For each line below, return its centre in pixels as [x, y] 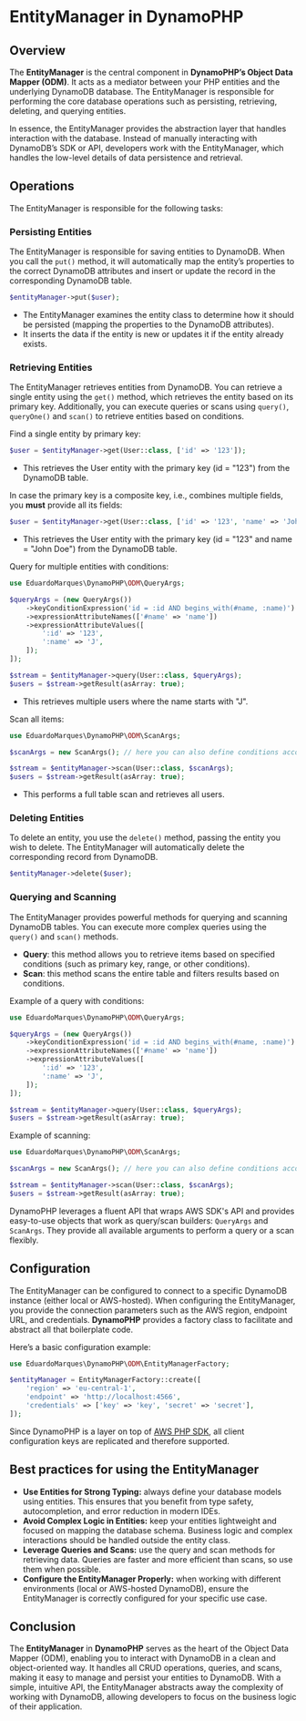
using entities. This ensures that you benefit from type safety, [138, 1501]
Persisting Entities [51, 231]
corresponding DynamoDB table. [71, 281]
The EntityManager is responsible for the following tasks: [116, 208]
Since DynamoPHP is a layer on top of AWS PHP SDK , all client [127, 1431]
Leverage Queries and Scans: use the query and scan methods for [149, 1550]
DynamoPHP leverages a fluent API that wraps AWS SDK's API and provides [152, 1211]
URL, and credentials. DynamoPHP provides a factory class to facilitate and [151, 1319]
